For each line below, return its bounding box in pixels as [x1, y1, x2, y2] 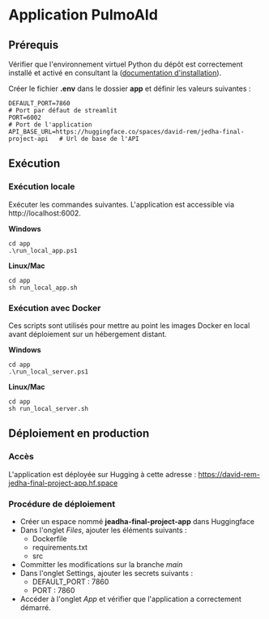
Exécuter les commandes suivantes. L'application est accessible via [8, 199, 235, 209]
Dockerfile [32, 533, 67, 544]
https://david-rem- [198, 469, 261, 479]
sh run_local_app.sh [8, 284, 79, 292]
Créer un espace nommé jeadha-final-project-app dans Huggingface [19, 516, 255, 526]
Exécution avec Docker [8, 302, 101, 314]
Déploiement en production [8, 427, 150, 441]
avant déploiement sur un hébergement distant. [8, 329, 168, 339]
